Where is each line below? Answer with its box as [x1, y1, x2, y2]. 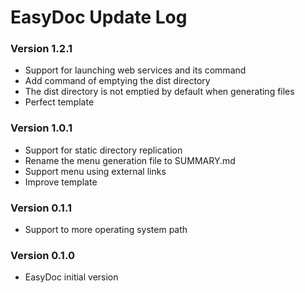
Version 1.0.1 [10, 121, 73, 135]
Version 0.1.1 [10, 201, 72, 215]
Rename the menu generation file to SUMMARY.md [24, 154, 236, 166]
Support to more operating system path [24, 224, 188, 236]
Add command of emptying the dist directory [24, 75, 211, 87]
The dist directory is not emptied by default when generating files [24, 86, 295, 98]
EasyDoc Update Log [10, 6, 188, 29]
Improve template [24, 176, 98, 188]
